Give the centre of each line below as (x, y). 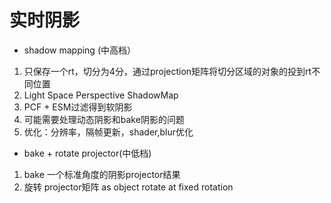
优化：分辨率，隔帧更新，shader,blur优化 (108, 132)
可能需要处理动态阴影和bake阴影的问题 (104, 119)
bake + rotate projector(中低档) (87, 153)
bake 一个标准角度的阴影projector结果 (102, 174)
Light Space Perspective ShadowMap (101, 95)
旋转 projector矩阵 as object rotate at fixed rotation (128, 187)
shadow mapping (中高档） (79, 50)
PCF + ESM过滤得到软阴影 (78, 107)
